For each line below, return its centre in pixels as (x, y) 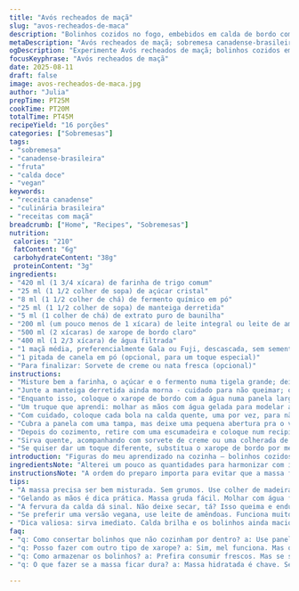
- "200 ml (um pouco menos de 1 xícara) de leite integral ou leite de (145, 324)
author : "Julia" (39, 92)
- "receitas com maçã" (51, 216)
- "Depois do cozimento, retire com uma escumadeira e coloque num (137, 432)
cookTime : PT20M (39, 109)
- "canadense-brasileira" (57, 158)
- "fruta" (28, 167)
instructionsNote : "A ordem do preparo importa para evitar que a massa (147, 473)
